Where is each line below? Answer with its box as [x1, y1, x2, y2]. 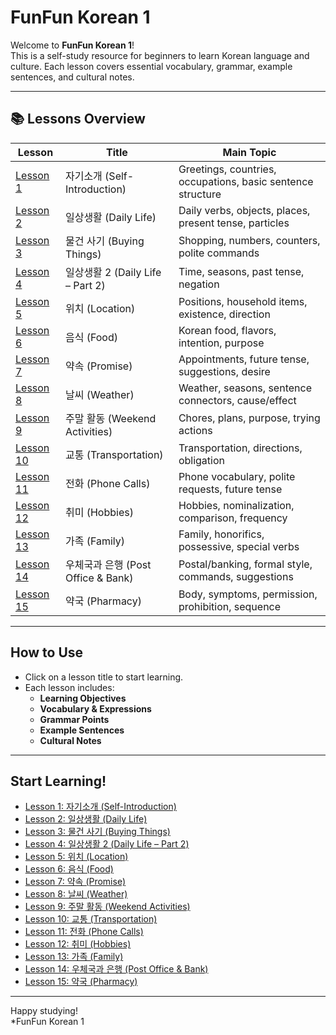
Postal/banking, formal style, [178, 557, 313, 571]
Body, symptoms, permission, [178, 587, 318, 601]
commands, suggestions [178, 569, 294, 583]
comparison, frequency [178, 511, 288, 525]
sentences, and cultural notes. [10, 71, 135, 83]
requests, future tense [178, 482, 283, 496]
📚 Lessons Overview [10, 111, 146, 128]
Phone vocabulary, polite [178, 469, 296, 483]
